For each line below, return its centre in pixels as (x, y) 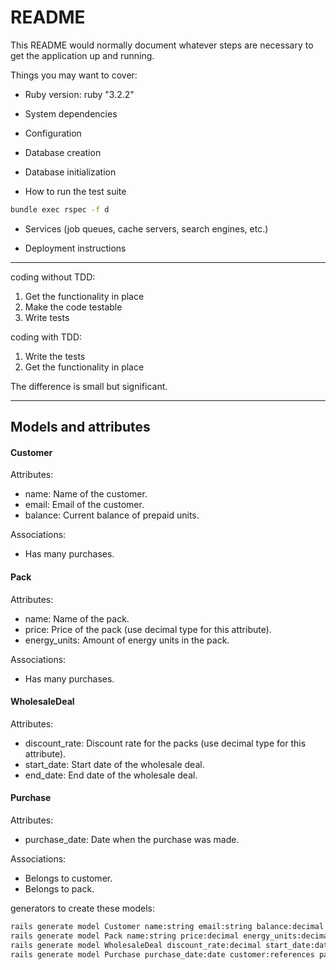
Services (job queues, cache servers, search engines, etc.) (146, 228)
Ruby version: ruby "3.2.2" (79, 94)
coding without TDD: (53, 277)
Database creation (63, 152)
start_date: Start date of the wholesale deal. (114, 764)
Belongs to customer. (68, 878)
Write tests (47, 317)
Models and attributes (80, 427)
